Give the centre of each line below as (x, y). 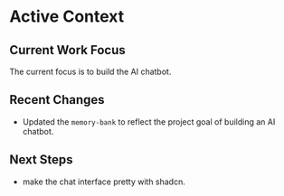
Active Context (67, 17)
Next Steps (41, 160)
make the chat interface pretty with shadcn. (104, 182)
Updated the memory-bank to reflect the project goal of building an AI (149, 121)
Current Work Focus (68, 50)
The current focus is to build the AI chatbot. (90, 71)
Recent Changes (57, 100)
